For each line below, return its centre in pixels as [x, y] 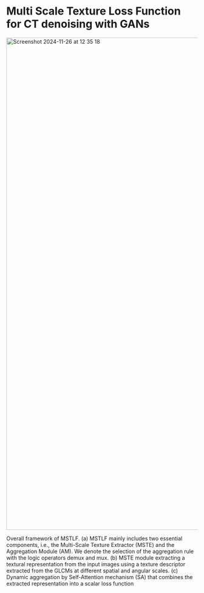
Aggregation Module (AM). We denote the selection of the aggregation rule [100, 551]
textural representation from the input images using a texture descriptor [96, 564]
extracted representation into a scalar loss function [70, 583]
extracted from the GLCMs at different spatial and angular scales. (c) [92, 571]
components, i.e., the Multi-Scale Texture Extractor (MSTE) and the [90, 544]
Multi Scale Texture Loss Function [93, 11]
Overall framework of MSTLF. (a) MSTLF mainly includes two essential [94, 538]
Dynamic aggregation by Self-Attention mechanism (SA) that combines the [100, 577]
